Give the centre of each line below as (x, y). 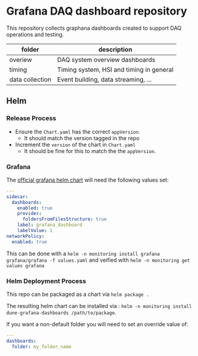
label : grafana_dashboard (50, 225)
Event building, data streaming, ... (104, 79)
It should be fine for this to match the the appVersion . (90, 151)
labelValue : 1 (35, 231)
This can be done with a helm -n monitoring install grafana (83, 253)
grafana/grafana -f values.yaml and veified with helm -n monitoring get (98, 260)
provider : (30, 214)
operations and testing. (35, 34)
